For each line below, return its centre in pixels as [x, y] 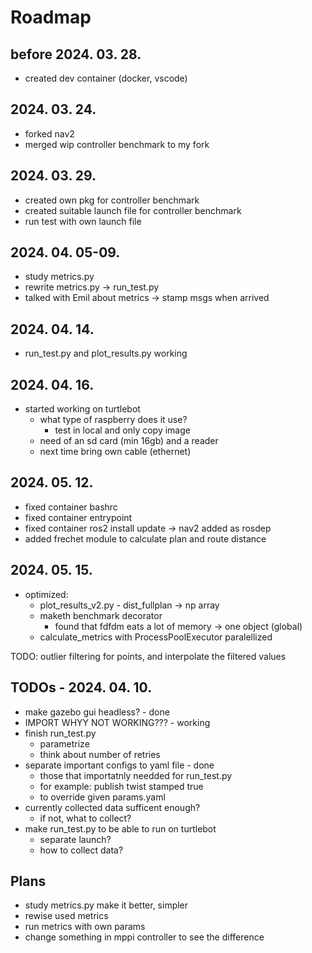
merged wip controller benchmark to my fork [117, 144]
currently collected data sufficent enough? [112, 807]
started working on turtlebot [82, 409]
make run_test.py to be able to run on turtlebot [120, 828]
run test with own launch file [83, 221]
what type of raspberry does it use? [113, 420]
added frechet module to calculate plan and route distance [145, 538]
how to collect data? [81, 850]
